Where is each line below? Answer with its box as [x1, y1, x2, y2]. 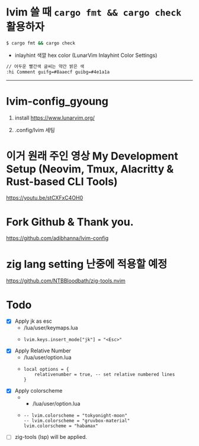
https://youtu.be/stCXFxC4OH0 [6, 194, 84, 201]
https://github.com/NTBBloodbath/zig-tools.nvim [6, 277, 126, 284]
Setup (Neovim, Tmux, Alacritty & [6, 162, 174, 175]
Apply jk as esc [14, 317, 52, 325]
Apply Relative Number [14, 347, 71, 354]
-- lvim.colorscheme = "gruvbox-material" [23, 418, 130, 424]
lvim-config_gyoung [6, 94, 108, 108]
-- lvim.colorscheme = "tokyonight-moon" [23, 413, 127, 419]
